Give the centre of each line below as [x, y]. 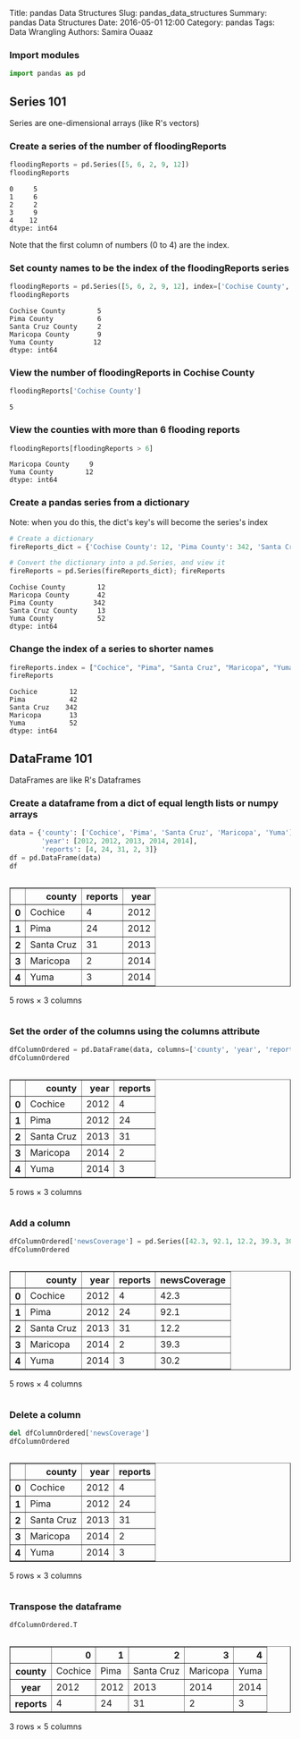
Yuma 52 [43, 724]
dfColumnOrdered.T [43, 1625]
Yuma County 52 [57, 619]
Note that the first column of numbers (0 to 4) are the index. [120, 245]
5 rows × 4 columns [46, 1383]
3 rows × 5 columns [46, 1726]
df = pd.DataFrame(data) [55, 858]
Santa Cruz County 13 [57, 611]
